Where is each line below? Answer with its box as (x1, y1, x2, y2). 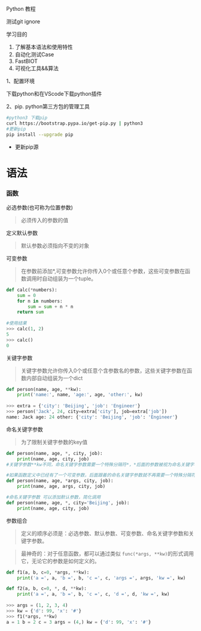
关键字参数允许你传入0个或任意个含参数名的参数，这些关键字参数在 (20, 367, 187, 374)
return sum (17, 309, 44, 315)
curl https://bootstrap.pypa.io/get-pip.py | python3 (6, 120, 144, 126)
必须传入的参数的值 (20, 216, 69, 223)
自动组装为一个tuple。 (41, 275, 97, 282)
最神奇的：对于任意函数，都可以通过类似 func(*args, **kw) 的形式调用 (20, 550, 194, 557)
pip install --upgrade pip (6, 131, 74, 138)
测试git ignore (6, 18, 41, 25)
